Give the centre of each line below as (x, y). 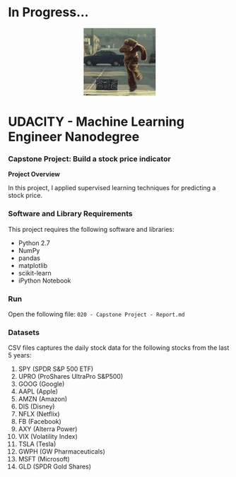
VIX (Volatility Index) (48, 437)
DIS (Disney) (36, 406)
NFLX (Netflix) (39, 414)
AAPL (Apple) (38, 391)
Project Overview (34, 175)
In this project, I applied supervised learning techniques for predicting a (112, 188)
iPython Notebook (45, 281)
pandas (29, 258)
